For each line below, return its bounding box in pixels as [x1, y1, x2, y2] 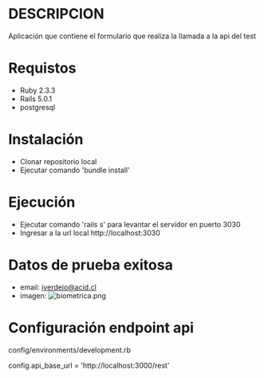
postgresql [19, 102, 56, 112]
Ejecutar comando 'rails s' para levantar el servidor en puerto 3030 [19, 219, 241, 229]
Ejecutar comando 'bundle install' [19, 165, 130, 175]
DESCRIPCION [8, 5, 105, 23]
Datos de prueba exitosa [8, 256, 173, 274]
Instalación [8, 131, 84, 148]
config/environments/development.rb [8, 345, 132, 355]
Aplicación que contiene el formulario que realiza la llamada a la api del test [8, 31, 257, 41]
